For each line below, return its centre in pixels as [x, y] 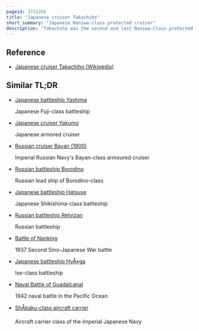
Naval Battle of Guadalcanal [49, 284]
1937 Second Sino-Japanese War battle [63, 249]
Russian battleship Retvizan [49, 215]
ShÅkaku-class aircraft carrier [52, 308]
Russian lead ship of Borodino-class [59, 180]
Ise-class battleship [39, 273]
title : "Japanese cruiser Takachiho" [53, 17]
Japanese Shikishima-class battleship [61, 204]
